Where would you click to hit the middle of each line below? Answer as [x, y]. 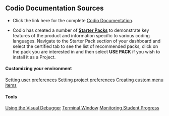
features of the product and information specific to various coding [81, 35]
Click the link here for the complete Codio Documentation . [73, 20]
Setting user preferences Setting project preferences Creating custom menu [84, 80]
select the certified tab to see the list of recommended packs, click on [85, 46]
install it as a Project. [34, 57]
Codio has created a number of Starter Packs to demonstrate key [81, 30]
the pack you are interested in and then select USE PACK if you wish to [86, 51]
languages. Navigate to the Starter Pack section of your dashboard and [86, 41]
